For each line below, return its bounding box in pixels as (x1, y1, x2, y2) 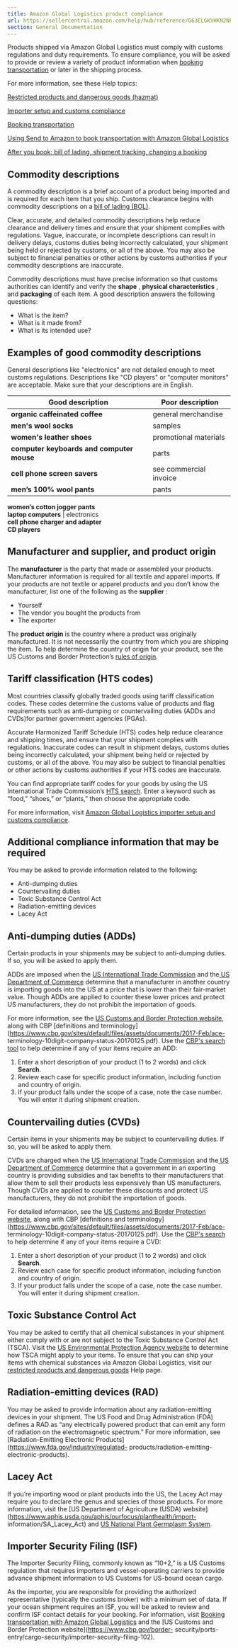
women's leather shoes (11, 433, 92, 442)
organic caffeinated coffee (11, 409, 103, 419)
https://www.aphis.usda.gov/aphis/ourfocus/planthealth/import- (9, 1512, 197, 1521)
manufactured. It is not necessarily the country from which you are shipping (7, 637, 229, 645)
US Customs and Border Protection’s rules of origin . (7, 652, 158, 661)
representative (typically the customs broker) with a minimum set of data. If (7, 1595, 227, 1604)
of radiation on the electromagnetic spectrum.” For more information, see (7, 1428, 221, 1436)
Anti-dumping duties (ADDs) (7, 930, 137, 942)
